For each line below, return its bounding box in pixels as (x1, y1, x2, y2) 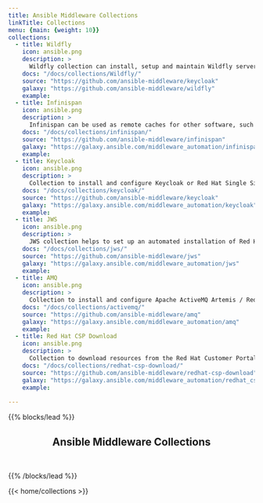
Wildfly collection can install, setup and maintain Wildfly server (28, 63, 258, 71)
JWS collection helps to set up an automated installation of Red (28, 238, 250, 246)
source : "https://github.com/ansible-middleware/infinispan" (22, 135, 225, 144)
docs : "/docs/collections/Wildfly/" (22, 70, 142, 78)
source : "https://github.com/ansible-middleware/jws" (22, 252, 201, 260)
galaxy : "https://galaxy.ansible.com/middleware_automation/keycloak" (22, 201, 258, 209)
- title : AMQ (15, 274, 58, 282)
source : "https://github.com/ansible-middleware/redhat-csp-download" (22, 369, 258, 377)
